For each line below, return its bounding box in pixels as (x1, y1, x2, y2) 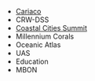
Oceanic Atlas (15, 40, 61, 50)
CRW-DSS (15, 15, 49, 24)
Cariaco (15, 7, 42, 16)
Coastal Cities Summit (15, 24, 88, 32)
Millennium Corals (15, 31, 75, 41)
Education (15, 57, 49, 66)
